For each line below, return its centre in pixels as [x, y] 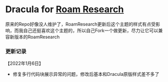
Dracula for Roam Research [65, 9]
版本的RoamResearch [37, 37]
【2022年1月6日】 [24, 63]
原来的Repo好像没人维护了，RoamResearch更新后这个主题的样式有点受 [81, 24]
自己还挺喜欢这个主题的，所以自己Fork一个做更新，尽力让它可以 [91, 30]
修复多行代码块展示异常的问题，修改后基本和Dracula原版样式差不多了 [86, 74]
